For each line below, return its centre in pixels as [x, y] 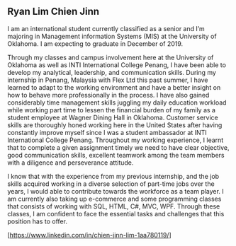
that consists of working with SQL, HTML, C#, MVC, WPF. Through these [114, 206]
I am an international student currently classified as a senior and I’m [106, 28]
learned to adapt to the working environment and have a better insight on [114, 87]
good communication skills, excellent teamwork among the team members [116, 155]
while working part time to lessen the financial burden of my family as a [112, 110]
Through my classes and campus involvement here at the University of [111, 57]
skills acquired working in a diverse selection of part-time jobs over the [111, 184]
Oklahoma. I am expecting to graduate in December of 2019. [95, 43]
